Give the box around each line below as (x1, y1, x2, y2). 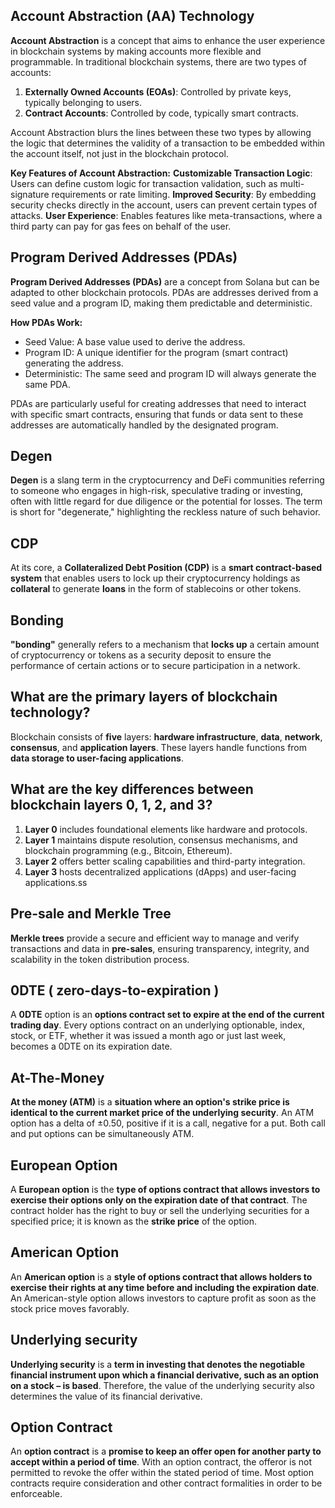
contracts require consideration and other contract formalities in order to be (10, 1477, 323, 1489)
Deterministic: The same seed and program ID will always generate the (24, 367, 317, 379)
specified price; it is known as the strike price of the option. (10, 1215, 257, 1227)
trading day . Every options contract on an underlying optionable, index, (10, 1019, 305, 1031)
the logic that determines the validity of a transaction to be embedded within (10, 137, 326, 149)
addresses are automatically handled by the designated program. (10, 419, 279, 431)
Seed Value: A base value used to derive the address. (24, 335, 246, 348)
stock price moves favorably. (10, 1302, 130, 1314)
